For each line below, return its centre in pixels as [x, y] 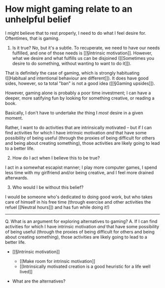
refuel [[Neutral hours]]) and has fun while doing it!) [57, 207]
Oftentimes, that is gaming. [32, 38]
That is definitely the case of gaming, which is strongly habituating [72, 73]
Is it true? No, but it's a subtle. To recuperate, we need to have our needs [86, 48]
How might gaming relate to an [69, 9]
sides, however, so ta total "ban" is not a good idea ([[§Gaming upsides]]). [80, 83]
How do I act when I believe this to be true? [56, 157]
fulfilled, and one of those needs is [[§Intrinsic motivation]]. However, [82, 53]
